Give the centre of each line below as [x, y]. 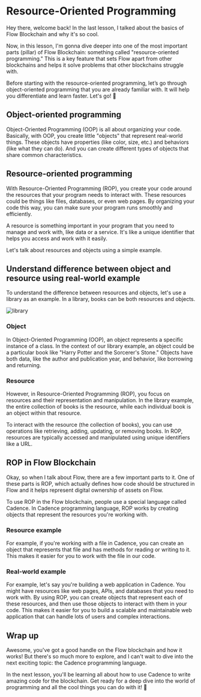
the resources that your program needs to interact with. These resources [96, 194]
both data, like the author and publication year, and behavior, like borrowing [100, 359]
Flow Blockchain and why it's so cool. [52, 34]
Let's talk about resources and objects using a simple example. [84, 250]
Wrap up [22, 635]
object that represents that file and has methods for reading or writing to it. [98, 550]
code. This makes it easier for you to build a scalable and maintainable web [99, 610]
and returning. [24, 365]
